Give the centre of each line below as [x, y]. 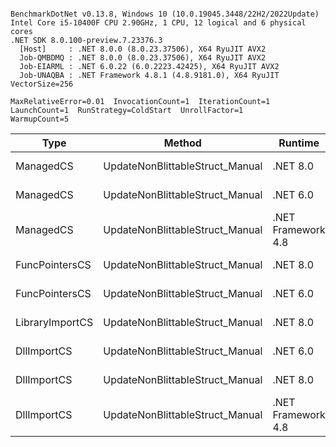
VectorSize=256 [42, 84]
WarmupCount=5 [40, 119]
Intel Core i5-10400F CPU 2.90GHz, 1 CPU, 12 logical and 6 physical [158, 23]
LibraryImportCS [54, 322]
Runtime [299, 143]
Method [182, 143]
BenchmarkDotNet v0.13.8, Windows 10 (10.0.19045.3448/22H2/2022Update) [165, 14]
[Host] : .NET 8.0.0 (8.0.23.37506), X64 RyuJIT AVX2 [143, 49]
